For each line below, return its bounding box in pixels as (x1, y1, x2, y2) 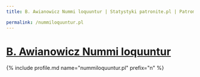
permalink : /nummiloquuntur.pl (6, 19, 84, 25)
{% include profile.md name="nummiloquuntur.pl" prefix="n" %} (6, 65, 165, 72)
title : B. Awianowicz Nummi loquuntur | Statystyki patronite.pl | (6, 8, 177, 15)
